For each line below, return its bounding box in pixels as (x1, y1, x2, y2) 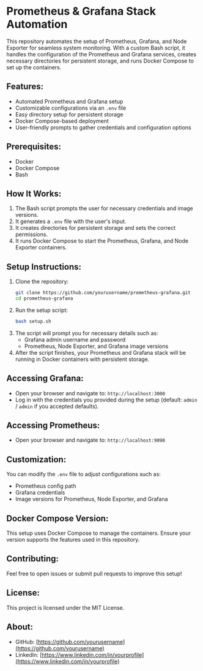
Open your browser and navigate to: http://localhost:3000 (15, 389, 165, 396)
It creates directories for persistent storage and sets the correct (15, 224, 176, 232)
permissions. (15, 231, 48, 238)
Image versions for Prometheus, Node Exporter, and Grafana (15, 495, 168, 503)
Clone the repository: (15, 278, 69, 286)
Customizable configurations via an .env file (15, 104, 127, 112)
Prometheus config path (15, 482, 76, 490)
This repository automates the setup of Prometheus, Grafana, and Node (6, 37, 187, 45)
